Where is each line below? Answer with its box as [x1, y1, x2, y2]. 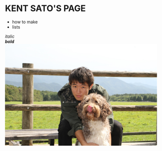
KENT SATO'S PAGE [5, 3, 86, 14]
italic [5, 33, 15, 39]
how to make [12, 19, 38, 25]
